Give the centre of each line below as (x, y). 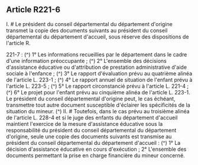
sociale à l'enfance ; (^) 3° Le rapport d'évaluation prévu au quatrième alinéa (99, 73)
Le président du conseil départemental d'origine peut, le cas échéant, (91, 99)
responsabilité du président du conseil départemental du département (91, 130)
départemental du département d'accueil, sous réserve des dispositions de (98, 37)
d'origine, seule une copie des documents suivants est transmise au (89, 137)
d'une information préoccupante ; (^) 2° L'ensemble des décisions (86, 61)
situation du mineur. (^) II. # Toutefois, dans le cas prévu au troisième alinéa (98, 111)
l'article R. (18, 43)
